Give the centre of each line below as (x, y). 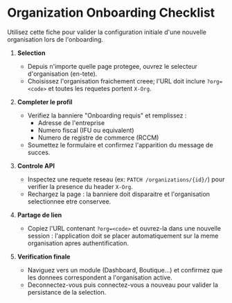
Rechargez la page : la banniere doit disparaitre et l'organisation (118, 194)
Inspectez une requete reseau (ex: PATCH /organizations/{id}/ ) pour (126, 179)
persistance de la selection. (67, 292)
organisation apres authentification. (78, 243)
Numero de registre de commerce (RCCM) (98, 138)
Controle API (36, 165)
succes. (39, 152)
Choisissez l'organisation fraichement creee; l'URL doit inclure (116, 81)
